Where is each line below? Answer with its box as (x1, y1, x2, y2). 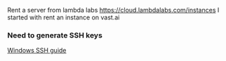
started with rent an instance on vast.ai (7, 13, 120, 21)
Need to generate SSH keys (7, 31, 103, 40)
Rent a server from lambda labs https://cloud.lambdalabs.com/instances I (7, 6, 220, 14)
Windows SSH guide (7, 46, 67, 55)
